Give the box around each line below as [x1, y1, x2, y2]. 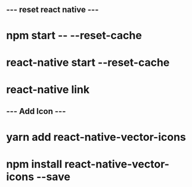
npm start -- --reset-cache [6, 28, 142, 42]
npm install [6, 157, 63, 171]
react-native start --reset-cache [6, 56, 170, 69]
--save [36, 170, 70, 183]
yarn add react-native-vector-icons [6, 130, 186, 144]
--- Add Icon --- [6, 106, 66, 116]
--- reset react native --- [6, 5, 99, 15]
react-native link [6, 83, 90, 96]
